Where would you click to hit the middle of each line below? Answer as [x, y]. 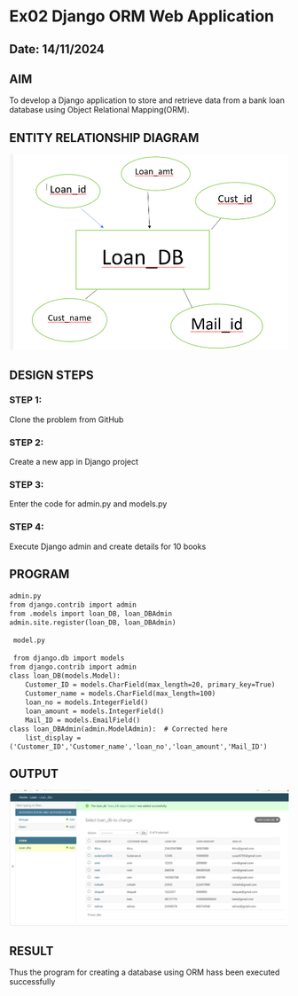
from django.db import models [69, 658]
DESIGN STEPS [52, 375]
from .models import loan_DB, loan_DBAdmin [91, 614]
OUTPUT [34, 773]
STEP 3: [27, 485]
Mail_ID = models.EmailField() [83, 720]
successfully [32, 982]
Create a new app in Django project [74, 462]
